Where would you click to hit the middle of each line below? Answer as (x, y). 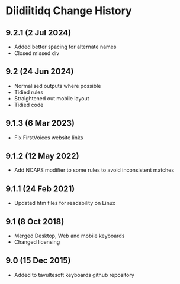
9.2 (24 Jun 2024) (40, 72)
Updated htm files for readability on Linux (65, 203)
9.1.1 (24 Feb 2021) (40, 189)
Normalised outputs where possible (57, 86)
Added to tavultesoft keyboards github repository (74, 275)
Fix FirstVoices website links (49, 138)
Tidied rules (29, 92)
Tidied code (29, 105)
